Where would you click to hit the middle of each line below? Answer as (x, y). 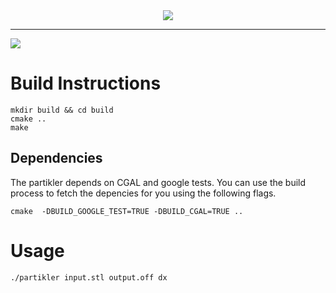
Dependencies (56, 158)
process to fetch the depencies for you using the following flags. (143, 193)
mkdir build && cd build (62, 110)
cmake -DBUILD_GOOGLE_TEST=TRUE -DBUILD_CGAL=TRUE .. (127, 211)
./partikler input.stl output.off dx (89, 277)
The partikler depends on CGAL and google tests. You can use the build (158, 182)
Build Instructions (86, 83)
